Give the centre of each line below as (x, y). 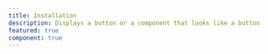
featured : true (34, 30)
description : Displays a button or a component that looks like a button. (136, 23)
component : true (35, 38)
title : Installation (43, 15)
